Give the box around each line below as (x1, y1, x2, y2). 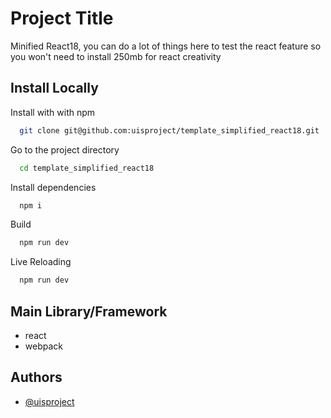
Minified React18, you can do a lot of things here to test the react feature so (10, 40, 322, 52)
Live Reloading (10, 256, 72, 268)
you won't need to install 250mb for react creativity (10, 50, 222, 62)
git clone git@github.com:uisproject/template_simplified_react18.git (19, 125, 320, 136)
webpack (24, 340, 63, 352)
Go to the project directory (10, 143, 120, 156)
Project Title (10, 7, 114, 30)
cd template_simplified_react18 (19, 163, 155, 173)
